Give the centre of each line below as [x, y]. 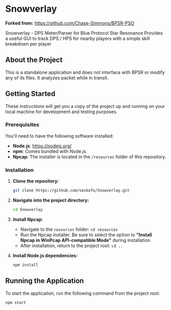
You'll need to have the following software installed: [59, 136]
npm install [25, 265]
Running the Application [45, 281]
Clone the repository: [36, 181]
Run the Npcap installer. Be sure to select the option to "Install [86, 235]
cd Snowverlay [28, 210]
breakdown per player [29, 43]
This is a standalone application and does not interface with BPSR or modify [85, 72]
